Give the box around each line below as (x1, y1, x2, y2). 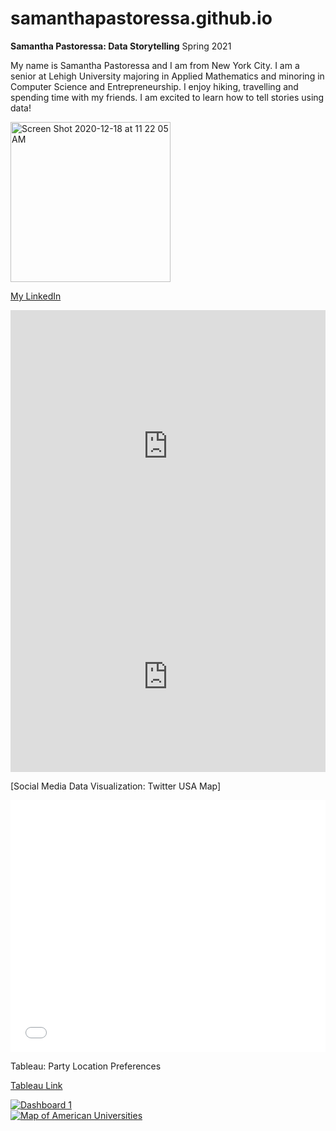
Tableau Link (10, 1080, 63, 1092)
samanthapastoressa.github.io (10, 7, 273, 30)
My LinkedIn (10, 290, 62, 302)
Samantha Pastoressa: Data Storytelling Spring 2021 (10, 40, 232, 52)
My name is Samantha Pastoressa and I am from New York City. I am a (10, 59, 300, 71)
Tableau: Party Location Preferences (10, 1060, 162, 1072)
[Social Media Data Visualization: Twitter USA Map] (10, 780, 222, 792)
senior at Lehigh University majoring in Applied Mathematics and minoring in (10, 70, 325, 82)
